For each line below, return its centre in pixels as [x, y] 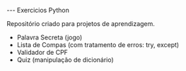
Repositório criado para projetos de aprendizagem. [81, 24]
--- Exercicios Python [38, 10]
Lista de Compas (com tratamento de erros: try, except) [98, 45]
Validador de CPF [42, 52]
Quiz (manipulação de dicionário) [65, 60]
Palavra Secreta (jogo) [50, 37]
